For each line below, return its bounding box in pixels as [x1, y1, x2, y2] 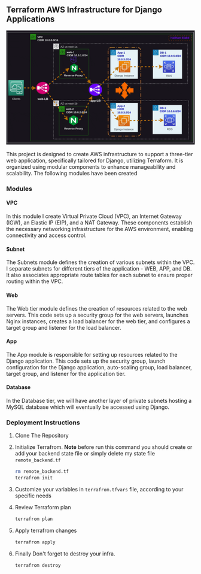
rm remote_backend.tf [14, 469, 69, 475]
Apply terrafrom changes [14, 527, 77, 534]
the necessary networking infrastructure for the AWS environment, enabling [6, 226, 193, 233]
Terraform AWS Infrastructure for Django [6, 5, 163, 15]
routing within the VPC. [6, 278, 63, 285]
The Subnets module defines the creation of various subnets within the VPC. [6, 259, 195, 266]
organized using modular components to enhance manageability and [6, 163, 176, 170]
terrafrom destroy [14, 562, 61, 568]
